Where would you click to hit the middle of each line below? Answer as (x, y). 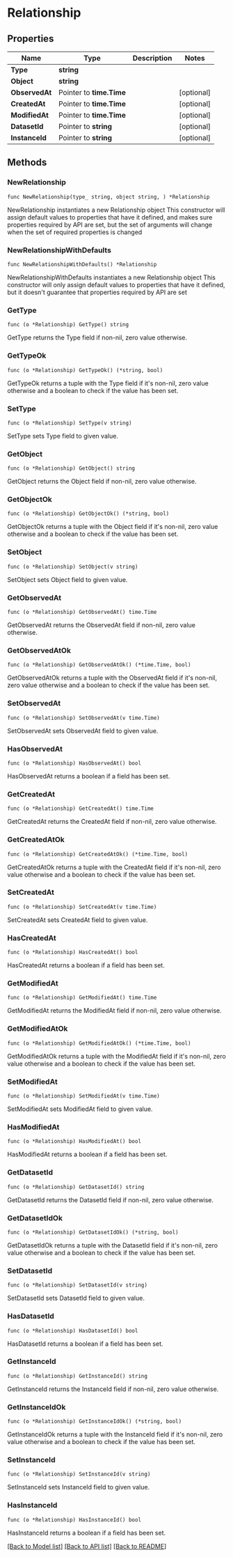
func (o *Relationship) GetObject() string (71, 468)
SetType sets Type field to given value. (63, 436)
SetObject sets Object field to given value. (67, 579)
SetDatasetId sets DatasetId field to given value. (76, 1298)
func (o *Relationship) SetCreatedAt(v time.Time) (82, 907)
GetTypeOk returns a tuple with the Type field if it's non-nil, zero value (108, 383)
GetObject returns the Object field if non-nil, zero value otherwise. (102, 482)
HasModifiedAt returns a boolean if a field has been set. (87, 1154)
